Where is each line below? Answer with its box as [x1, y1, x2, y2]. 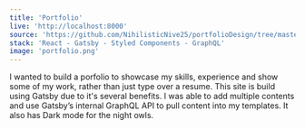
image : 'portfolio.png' [9, 47, 100, 56]
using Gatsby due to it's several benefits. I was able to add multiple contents [9, 91, 295, 102]
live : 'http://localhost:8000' [9, 22, 128, 31]
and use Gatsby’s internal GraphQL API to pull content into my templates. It [9, 100, 289, 111]
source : [9, 30, 39, 39]
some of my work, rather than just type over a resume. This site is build [9, 81, 275, 92]
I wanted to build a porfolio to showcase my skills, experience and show [9, 71, 279, 82]
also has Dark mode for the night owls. [9, 110, 154, 121]
